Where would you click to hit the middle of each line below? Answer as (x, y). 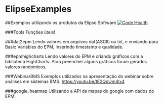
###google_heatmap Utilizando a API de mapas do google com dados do (80, 91)
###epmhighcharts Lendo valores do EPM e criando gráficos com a (74, 56)
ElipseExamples (38, 9)
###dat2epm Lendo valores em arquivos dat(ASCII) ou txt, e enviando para (81, 41)
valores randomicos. (26, 67)
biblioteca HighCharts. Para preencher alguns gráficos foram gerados (76, 61)
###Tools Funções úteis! (30, 32)
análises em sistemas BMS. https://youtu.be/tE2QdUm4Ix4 (65, 81)
